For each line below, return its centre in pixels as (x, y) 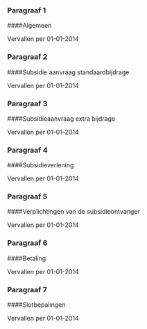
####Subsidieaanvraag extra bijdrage (61, 118)
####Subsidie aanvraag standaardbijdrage (68, 72)
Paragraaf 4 (28, 150)
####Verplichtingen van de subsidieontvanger (74, 212)
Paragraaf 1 (27, 10)
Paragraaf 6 (27, 243)
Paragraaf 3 (27, 103)
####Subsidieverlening (41, 165)
